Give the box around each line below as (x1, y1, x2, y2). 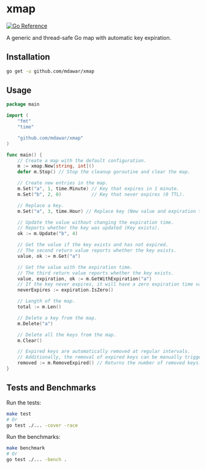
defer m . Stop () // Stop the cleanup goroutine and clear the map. (17, 169, 191, 175)
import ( (6, 112, 29, 118)
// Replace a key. (17, 202, 64, 209)
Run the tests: (6, 398, 42, 406)
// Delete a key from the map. (17, 315, 97, 321)
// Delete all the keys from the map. (17, 331, 116, 338)
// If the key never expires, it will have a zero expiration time (17, 281, 193, 287)
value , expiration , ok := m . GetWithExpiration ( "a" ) (17, 276, 152, 282)
